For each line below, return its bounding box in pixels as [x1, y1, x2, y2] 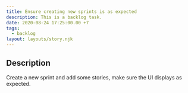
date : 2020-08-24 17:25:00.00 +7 [6, 20, 89, 25]
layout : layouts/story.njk [6, 36, 73, 42]
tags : [6, 25, 20, 31]
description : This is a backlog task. [6, 14, 102, 20]
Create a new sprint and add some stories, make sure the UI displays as [6, 73, 183, 81]
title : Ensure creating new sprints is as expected [6, 8, 137, 15]
